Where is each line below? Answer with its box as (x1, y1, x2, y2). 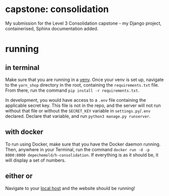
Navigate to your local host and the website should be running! (5, 185, 135, 191)
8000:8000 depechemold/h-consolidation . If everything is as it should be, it (5, 152, 158, 158)
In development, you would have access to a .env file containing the (5, 97, 146, 103)
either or (5, 172, 33, 180)
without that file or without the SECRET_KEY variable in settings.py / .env (5, 107, 151, 114)
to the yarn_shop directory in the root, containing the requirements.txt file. (5, 82, 159, 88)
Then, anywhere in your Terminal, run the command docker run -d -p (5, 146, 150, 152)
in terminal (5, 63, 40, 72)
